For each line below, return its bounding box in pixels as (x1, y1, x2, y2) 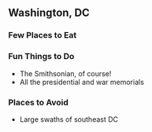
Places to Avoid (8, 97, 69, 108)
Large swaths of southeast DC (19, 114, 119, 124)
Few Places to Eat (8, 30, 77, 41)
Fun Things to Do (8, 51, 75, 62)
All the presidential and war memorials (19, 77, 144, 86)
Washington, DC (8, 6, 91, 20)
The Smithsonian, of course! (19, 68, 112, 78)
